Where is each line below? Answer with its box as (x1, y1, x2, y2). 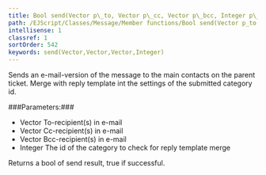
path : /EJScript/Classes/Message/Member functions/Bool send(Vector (8, 19, 239, 27)
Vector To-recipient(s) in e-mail (19, 118, 123, 127)
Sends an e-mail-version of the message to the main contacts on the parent (8, 70, 256, 79)
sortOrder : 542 (8, 41, 59, 49)
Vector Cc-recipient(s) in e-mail (19, 126, 123, 135)
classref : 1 (8, 33, 47, 42)
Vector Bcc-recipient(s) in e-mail (19, 135, 127, 143)
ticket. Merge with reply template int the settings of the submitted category (8, 78, 253, 88)
